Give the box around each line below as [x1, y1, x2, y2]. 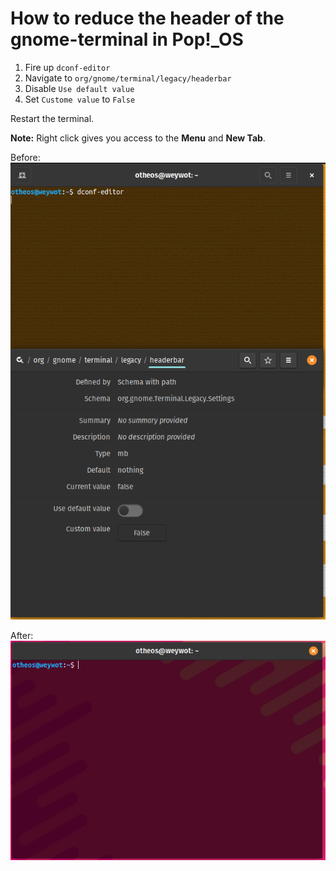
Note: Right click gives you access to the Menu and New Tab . [10, 132, 266, 144]
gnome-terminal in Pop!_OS [10, 28, 244, 51]
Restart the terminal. [10, 112, 95, 124]
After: [10, 630, 34, 642]
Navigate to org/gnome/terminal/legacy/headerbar [24, 72, 232, 84]
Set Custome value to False [24, 93, 136, 105]
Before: [10, 151, 41, 163]
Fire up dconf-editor [24, 61, 111, 73]
